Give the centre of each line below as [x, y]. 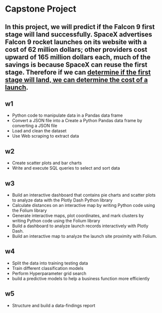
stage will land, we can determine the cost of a [76, 80]
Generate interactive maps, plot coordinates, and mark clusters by [78, 216]
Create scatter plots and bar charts [47, 163]
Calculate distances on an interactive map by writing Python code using [83, 205]
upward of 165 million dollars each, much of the [78, 57]
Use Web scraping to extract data [45, 136]
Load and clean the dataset [39, 131]
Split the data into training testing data [50, 263]
